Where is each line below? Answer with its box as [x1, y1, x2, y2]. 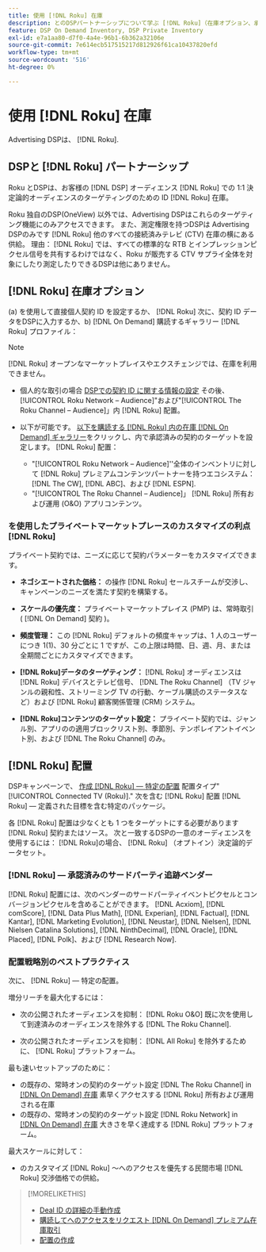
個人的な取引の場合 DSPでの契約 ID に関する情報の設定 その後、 [19, 386, 230, 395]
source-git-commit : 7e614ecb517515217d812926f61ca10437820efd [8, 41, 218, 49]
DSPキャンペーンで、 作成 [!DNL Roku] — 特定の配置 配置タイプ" [8, 782, 220, 791]
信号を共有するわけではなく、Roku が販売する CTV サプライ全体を [28, 249, 246, 259]
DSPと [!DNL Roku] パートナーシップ [8, 160, 188, 174]
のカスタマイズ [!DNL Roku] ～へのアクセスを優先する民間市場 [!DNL [19, 1163, 244, 1173]
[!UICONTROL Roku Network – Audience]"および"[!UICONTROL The [19, 396, 241, 405]
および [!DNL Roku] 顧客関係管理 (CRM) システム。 [33, 697, 199, 706]
